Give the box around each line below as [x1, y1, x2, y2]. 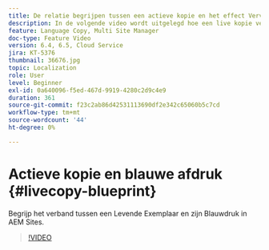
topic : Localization [8, 64, 78, 72]
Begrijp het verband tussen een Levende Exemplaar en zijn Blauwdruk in [8, 208, 247, 218]
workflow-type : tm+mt [8, 109, 81, 117]
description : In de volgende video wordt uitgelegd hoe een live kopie [8, 19, 252, 27]
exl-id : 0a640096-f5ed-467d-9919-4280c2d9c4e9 [8, 86, 167, 95]
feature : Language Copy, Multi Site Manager [8, 26, 159, 34]
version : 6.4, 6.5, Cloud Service [8, 42, 124, 50]
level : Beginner [8, 79, 62, 87]
